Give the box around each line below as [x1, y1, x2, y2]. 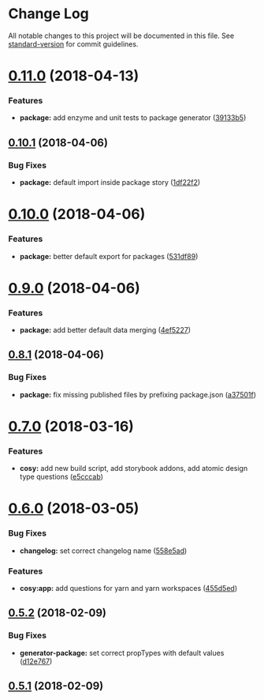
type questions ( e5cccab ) [19, 472, 104, 482]
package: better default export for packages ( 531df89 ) [19, 251, 199, 261]
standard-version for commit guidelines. [8, 39, 139, 48]
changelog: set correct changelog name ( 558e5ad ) [19, 546, 188, 555]
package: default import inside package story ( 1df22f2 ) [19, 178, 201, 187]
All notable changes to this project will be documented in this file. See [8, 31, 235, 40]
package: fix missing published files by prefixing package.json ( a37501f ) [19, 390, 257, 399]
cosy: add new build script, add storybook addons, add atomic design [19, 464, 248, 473]
